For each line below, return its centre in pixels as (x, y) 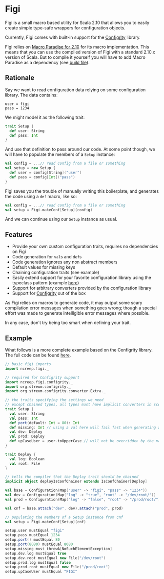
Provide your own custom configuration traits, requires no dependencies (85, 247)
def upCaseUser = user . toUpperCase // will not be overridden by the (82, 441)
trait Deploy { (20, 454)
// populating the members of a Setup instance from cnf (64, 517)
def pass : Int (24, 135)
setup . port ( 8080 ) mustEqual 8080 (39, 544)
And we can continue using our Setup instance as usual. (61, 219)
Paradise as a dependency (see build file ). (47, 62)
